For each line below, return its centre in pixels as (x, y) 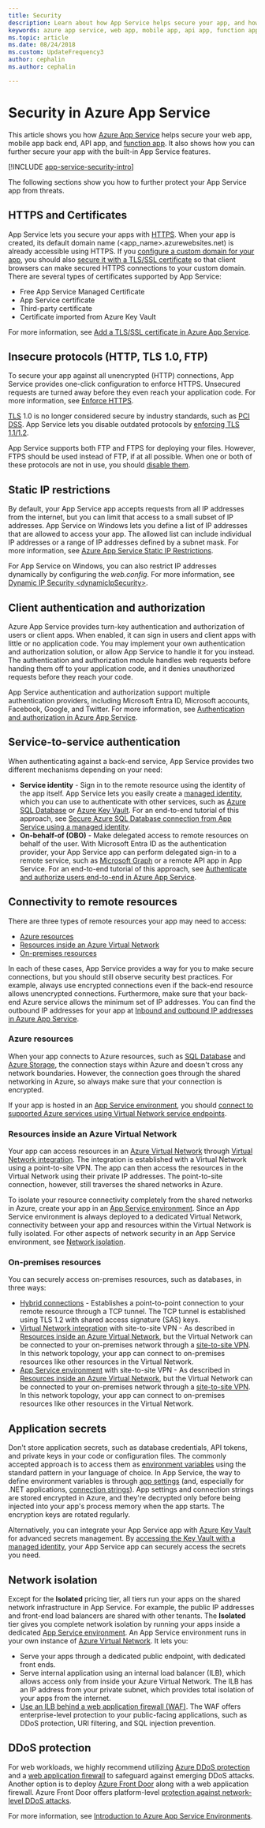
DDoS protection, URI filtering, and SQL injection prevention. (118, 1723)
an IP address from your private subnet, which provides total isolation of (137, 1690)
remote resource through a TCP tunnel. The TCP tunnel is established (132, 1312)
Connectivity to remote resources (93, 902)
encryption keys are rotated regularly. (69, 1515)
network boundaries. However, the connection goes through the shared (124, 1073)
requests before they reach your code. (71, 676)
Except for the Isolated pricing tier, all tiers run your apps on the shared (124, 1599)
